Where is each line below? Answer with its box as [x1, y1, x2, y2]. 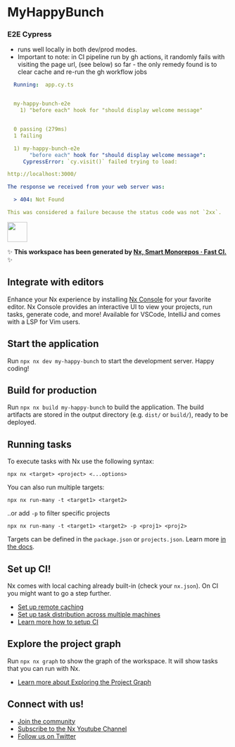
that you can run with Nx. [7, 664, 81, 672]
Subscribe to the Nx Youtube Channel [17, 724, 127, 733]
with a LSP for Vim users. [7, 318, 81, 326]
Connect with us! [7, 698, 84, 710]
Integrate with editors [7, 276, 104, 289]
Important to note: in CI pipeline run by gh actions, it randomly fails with [17, 53, 225, 61]
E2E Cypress [7, 30, 52, 39]
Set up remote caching [17, 603, 84, 611]
